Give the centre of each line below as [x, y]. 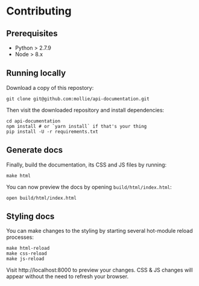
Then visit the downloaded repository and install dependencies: [85, 110]
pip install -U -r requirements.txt [52, 132]
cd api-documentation [33, 121]
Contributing [39, 11]
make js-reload [25, 259]
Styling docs [30, 216]
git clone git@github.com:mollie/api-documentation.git [78, 99]
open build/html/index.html [42, 198]
